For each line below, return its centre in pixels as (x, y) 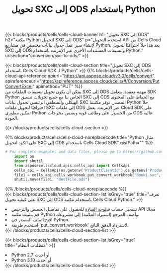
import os (24, 157)
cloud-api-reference (26, 76)
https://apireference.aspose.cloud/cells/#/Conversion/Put (101, 81)
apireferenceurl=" (23, 81)
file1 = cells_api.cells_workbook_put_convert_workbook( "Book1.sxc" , (88, 175)
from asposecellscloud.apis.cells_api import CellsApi (72, 166)
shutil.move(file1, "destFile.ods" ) (52, 180)
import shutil (29, 161)
